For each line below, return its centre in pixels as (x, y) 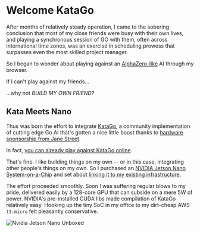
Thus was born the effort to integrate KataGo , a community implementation (98, 126)
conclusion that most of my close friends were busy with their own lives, (95, 33)
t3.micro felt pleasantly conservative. (52, 211)
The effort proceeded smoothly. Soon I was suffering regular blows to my (96, 186)
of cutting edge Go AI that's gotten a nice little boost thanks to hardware (95, 132)
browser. (17, 70)
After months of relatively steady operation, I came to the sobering (88, 27)
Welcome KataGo (50, 10)
